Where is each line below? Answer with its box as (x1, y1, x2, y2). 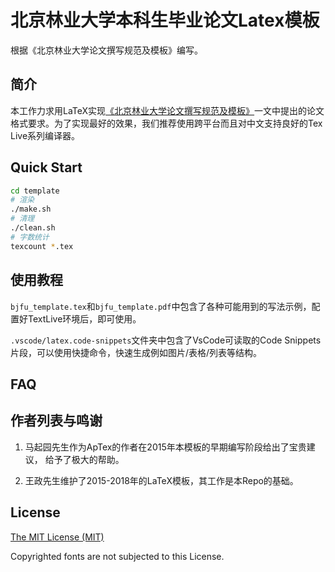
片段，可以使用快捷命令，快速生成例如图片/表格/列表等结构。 (10, 346, 263, 358)
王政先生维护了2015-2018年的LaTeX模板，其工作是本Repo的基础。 (24, 474, 299, 486)
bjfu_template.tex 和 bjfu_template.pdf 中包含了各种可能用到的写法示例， (10, 300, 312, 312)
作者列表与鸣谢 (10, 412, 103, 430)
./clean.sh (10, 223, 56, 233)
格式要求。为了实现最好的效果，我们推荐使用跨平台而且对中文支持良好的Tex (10, 117, 323, 129)
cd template (10, 186, 60, 196)
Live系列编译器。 (10, 129, 81, 141)
